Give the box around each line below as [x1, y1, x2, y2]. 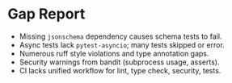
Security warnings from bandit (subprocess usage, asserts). [19, 57, 220, 67]
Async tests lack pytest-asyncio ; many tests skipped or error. [19, 39, 226, 49]
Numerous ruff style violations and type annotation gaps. [19, 48, 209, 58]
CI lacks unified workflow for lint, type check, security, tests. [19, 65, 221, 75]
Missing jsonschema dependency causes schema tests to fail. [19, 31, 222, 41]
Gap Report [7, 5, 86, 23]
